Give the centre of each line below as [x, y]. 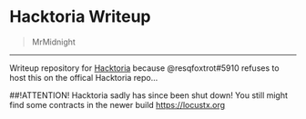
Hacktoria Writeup [80, 17]
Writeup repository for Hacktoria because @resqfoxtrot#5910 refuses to [144, 68]
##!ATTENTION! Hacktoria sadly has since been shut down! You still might [149, 95]
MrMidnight [53, 42]
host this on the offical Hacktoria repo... [84, 77]
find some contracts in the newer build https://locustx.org [117, 104]
